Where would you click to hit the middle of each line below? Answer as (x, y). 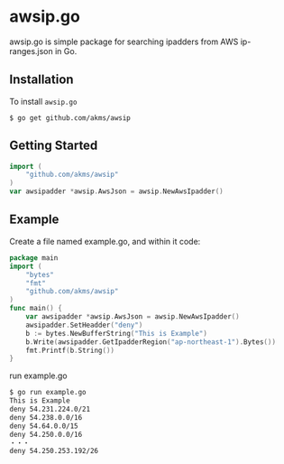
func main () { (36, 309)
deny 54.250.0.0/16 (46, 434)
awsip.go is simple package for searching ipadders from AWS (124, 42)
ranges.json (32, 51)
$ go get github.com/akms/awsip (70, 118)
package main (34, 258)
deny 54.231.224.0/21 (50, 409)
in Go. (66, 51)
